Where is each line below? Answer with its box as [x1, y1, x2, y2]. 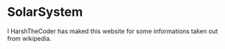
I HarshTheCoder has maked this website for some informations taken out [7, 27, 218, 35]
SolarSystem [7, 4, 83, 20]
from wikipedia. [7, 34, 52, 42]
